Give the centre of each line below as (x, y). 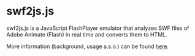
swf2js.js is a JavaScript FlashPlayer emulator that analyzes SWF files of (98, 28)
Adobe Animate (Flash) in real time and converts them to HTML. (87, 34)
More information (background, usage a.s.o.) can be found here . (88, 46)
